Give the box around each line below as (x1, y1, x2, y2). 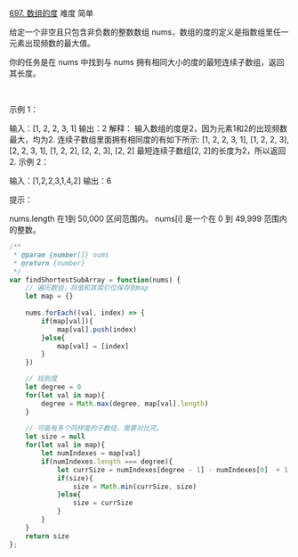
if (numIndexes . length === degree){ (41, 457, 173, 466)
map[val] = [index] (56, 341, 129, 350)
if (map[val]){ (41, 316, 93, 325)
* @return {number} (12, 258, 86, 267)
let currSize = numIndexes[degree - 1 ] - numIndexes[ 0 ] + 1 (56, 465, 289, 474)
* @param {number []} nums (12, 250, 109, 259)
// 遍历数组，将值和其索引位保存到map (25, 283, 149, 292)
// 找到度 (25, 374, 58, 383)
